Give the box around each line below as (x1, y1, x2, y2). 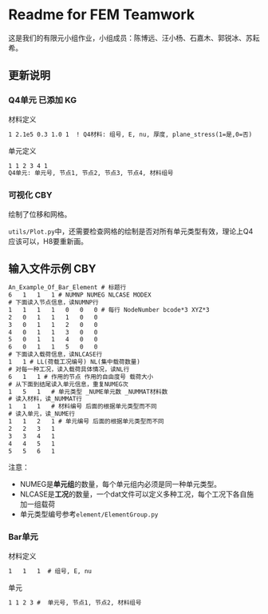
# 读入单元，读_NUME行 (8, 410, 76, 418)
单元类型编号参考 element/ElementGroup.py (19, 509, 159, 519)
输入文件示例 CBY (8, 261, 97, 275)
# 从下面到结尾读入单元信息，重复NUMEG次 (8, 380, 129, 389)
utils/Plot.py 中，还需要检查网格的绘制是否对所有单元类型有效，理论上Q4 (8, 226, 254, 236)
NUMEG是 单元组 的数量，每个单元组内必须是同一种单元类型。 (19, 480, 222, 489)
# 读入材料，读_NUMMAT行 (8, 395, 82, 403)
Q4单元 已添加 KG (8, 94, 77, 106)
